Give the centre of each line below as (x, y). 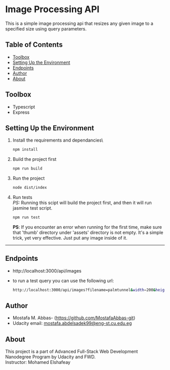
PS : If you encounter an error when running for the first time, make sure (87, 227)
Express (21, 112)
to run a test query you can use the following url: (63, 281)
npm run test (26, 217)
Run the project (29, 178)
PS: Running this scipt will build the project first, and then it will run (82, 203)
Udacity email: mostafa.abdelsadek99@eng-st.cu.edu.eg (72, 323)
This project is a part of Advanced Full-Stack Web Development (72, 352)
